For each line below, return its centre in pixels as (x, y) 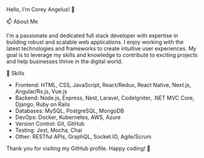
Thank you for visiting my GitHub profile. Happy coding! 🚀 (78, 148)
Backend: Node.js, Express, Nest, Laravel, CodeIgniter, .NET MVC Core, (104, 98)
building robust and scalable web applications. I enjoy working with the (95, 42)
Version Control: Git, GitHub (50, 124)
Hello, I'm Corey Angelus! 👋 (41, 9)
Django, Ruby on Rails (42, 104)
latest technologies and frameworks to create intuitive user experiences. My (101, 48)
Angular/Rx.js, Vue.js (41, 91)
